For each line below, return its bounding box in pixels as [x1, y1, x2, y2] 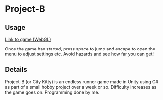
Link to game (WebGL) [5, 36, 51, 42]
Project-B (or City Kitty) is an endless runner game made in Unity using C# [5, 78, 159, 85]
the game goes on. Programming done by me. [5, 89, 100, 95]
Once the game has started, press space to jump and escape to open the [5, 46, 156, 51]
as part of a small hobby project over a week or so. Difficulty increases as [5, 84, 157, 90]
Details [5, 65, 27, 74]
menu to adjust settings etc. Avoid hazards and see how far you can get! [5, 51, 154, 57]
